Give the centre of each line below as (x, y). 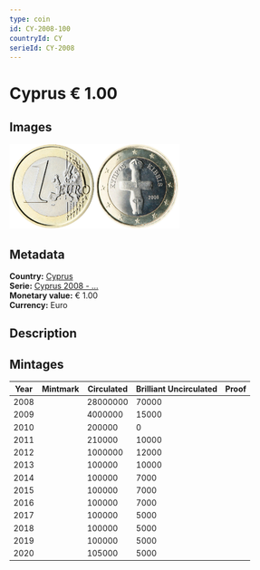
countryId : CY (36, 38)
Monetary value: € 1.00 (53, 295)
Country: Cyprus (42, 276)
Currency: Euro (39, 305)
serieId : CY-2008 (42, 48)
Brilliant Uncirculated (176, 389)
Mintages (37, 364)
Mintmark (61, 389)
